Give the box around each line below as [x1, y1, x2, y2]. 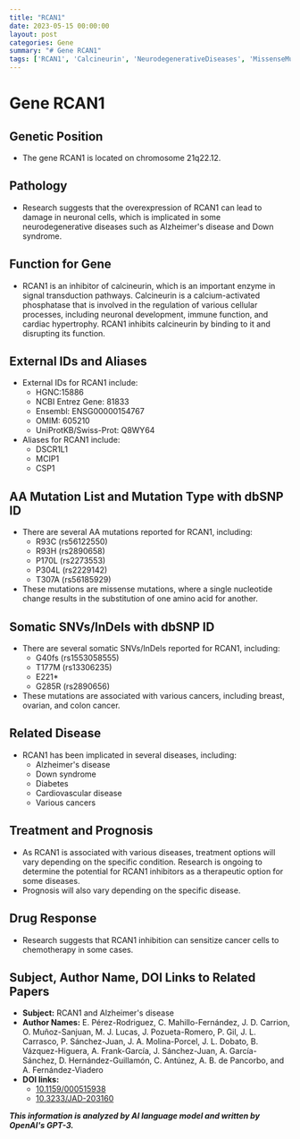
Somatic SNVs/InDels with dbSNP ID [9, 619, 215, 634]
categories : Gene [9, 38, 74, 47]
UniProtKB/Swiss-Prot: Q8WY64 [35, 425, 155, 436]
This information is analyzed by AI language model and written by [9, 1110, 261, 1121]
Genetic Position [9, 129, 104, 144]
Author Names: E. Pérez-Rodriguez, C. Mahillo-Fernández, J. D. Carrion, [21, 1017, 290, 1028]
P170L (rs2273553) [35, 556, 106, 566]
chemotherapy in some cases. [21, 944, 134, 955]
